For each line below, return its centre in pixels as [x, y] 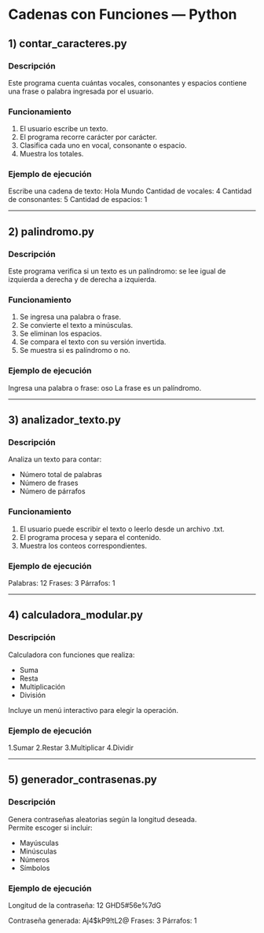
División [32, 695]
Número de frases [49, 483]
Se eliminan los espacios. [60, 334]
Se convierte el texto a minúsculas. [76, 325]
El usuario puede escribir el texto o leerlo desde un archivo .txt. [122, 529]
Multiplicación [42, 686]
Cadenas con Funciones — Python [123, 15]
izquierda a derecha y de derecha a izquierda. [82, 280]
